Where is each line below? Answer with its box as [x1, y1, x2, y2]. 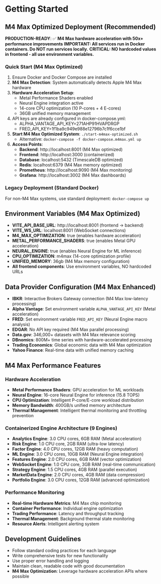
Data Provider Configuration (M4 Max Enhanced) [5, 283, 156, 291]
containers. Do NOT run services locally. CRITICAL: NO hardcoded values [5, 46, 157, 52]
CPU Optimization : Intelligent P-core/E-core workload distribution [12, 397, 144, 403]
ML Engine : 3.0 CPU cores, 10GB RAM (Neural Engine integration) [12, 451, 144, 457]
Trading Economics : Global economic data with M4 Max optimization [12, 342, 151, 348]
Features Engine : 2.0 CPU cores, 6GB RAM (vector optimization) [12, 456, 142, 462]
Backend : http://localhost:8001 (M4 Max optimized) [19, 146, 123, 152]
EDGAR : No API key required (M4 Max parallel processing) [12, 326, 129, 333]
